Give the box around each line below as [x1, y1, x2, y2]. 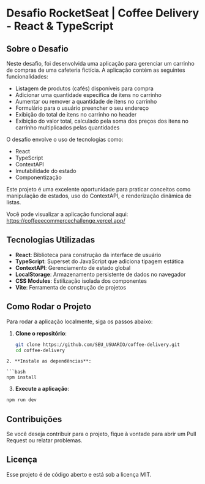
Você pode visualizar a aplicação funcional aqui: [6, 210, 129, 218]
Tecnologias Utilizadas [6, 235, 95, 245]
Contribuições [6, 414, 62, 424]
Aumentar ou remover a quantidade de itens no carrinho [15, 98, 157, 105]
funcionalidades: [6, 73, 49, 80]
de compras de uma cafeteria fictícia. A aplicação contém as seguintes [6, 66, 185, 74]
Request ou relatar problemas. [6, 437, 83, 444]
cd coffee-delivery [15, 347, 65, 353]
